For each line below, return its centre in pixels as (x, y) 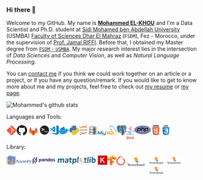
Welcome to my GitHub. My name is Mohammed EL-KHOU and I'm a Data (99, 23)
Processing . (21, 62)
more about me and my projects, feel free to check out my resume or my (98, 87)
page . (14, 93)
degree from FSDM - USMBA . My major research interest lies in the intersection (102, 49)
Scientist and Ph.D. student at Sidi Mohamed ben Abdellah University (93, 29)
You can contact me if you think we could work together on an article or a (99, 74)
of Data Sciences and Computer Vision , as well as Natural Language (93, 56)
